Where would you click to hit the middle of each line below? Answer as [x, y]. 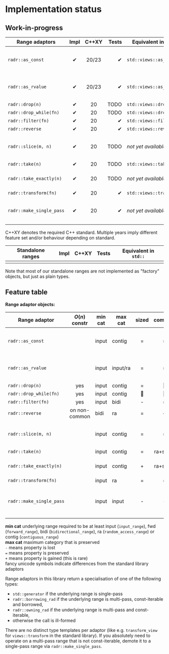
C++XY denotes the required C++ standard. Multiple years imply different [81, 232]
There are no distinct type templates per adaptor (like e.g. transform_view [81, 630]
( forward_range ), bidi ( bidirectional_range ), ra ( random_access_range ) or [80, 531]
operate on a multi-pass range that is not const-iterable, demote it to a [78, 641]
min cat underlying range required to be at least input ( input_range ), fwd [80, 526]
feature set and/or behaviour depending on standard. [60, 238]
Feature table [26, 292]
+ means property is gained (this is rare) [47, 558]
